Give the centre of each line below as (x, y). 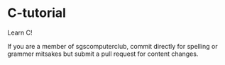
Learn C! (20, 32)
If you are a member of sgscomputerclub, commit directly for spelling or (112, 46)
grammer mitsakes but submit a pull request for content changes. (103, 54)
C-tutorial (37, 13)
